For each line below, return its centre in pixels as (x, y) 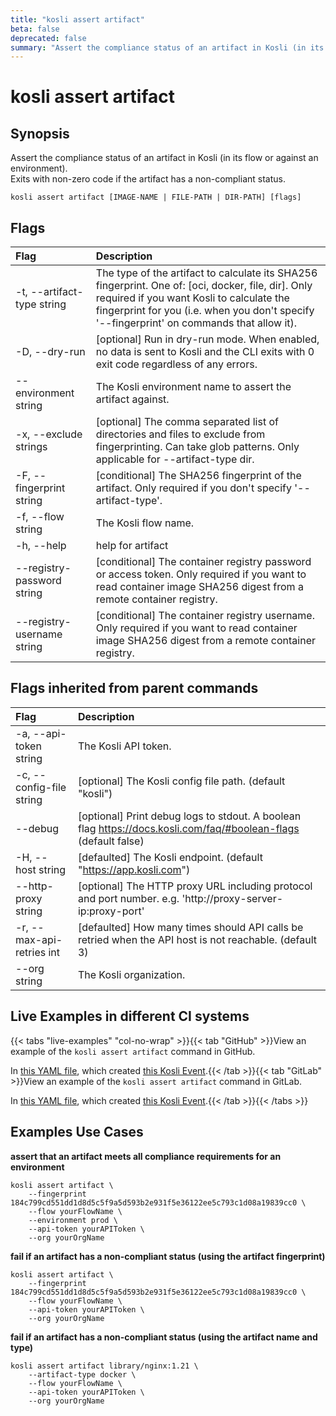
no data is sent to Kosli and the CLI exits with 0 (205, 352)
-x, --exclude (49, 434)
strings (31, 447)
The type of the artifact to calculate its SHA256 (206, 273)
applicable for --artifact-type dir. (175, 459)
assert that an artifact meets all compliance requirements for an (146, 1156)
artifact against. (132, 399)
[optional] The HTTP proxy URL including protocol (195, 886)
